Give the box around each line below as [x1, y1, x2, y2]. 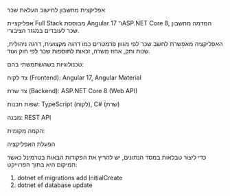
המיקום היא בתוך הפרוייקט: [7, 160, 78, 169]
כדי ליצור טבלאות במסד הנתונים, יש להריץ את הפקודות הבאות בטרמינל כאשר [7, 154, 207, 161]
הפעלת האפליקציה [7, 140, 56, 148]
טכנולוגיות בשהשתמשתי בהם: [7, 60, 84, 68]
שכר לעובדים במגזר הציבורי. [7, 27, 80, 34]
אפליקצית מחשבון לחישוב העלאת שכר [7, 6, 105, 14]
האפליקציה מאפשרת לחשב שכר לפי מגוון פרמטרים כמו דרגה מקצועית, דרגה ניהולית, [7, 40, 223, 47]
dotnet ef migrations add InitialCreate [16, 174, 123, 182]
